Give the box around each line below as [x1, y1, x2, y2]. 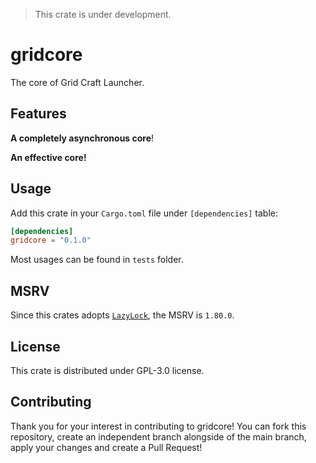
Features [10, 105, 67, 123]
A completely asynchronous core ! [10, 132, 155, 144]
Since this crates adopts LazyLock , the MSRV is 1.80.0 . [10, 309, 235, 321]
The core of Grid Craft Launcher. [10, 76, 145, 88]
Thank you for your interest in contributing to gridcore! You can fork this [10, 420, 307, 432]
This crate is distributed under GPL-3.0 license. [10, 364, 205, 376]
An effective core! [10, 151, 87, 163]
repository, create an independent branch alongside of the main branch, [10, 430, 307, 443]
